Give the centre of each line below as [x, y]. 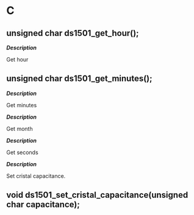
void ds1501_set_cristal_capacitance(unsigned [97, 195]
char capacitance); [43, 205]
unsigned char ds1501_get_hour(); [73, 33]
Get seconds [22, 152]
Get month [20, 129]
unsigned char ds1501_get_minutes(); [79, 79]
